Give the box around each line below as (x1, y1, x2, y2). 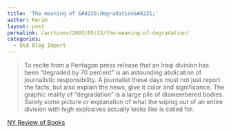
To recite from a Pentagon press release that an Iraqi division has (23, 61, 209, 69)
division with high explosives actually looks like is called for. (23, 105, 194, 113)
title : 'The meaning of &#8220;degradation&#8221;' (7, 10, 159, 17)
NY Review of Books (7, 119, 66, 126)
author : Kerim (7, 17, 48, 23)
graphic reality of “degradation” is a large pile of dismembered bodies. (23, 90, 224, 99)
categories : (7, 36, 41, 43)
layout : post (7, 23, 45, 30)
